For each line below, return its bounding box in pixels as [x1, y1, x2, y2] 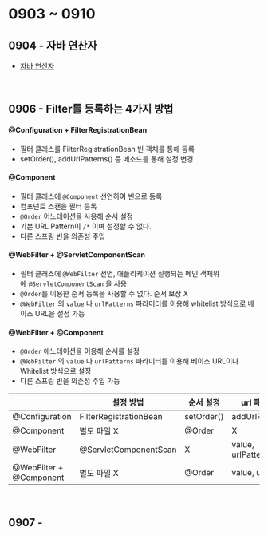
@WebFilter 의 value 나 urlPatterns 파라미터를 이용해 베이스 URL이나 [19, 356, 239, 366]
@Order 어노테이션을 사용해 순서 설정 [19, 211, 133, 220]
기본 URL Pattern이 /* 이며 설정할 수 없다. [19, 221, 152, 231]
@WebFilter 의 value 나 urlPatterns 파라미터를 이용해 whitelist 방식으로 [19, 299, 246, 308]
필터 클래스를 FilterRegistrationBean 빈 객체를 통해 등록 [19, 144, 195, 153]
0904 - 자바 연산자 [8, 38, 97, 52]
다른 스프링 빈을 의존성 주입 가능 [19, 376, 120, 386]
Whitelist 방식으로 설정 [19, 367, 92, 376]
